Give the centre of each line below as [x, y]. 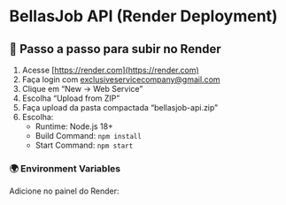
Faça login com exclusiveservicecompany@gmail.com [121, 80]
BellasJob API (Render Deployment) [143, 16]
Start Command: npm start [84, 145]
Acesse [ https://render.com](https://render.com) [110, 70]
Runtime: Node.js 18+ [74, 126]
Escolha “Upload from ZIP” [71, 98]
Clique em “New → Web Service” [82, 89]
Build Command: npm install [88, 136]
